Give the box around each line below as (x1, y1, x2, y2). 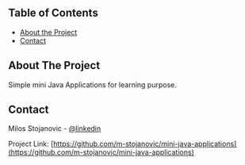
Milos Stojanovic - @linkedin (8, 124, 101, 133)
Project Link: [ (8, 139, 54, 149)
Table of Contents (8, 6, 99, 20)
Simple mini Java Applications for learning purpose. (8, 79, 177, 90)
